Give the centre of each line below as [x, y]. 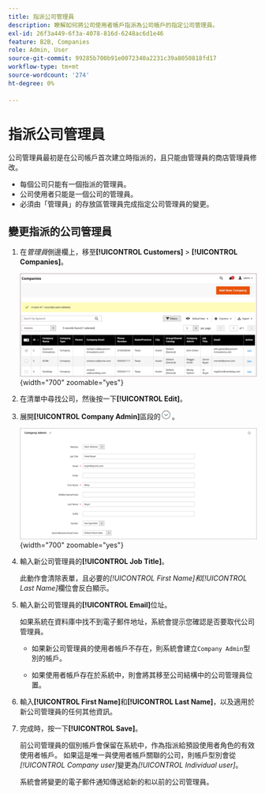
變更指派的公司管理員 [60, 231]
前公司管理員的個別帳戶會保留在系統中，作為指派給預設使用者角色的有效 [137, 745]
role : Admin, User [38, 50]
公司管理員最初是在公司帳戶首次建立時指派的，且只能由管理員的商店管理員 [129, 157]
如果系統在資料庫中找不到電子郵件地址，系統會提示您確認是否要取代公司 [137, 622]
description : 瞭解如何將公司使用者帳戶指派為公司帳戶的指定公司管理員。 [114, 25]
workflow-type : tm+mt [44, 67]
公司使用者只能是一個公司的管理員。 [78, 195]
